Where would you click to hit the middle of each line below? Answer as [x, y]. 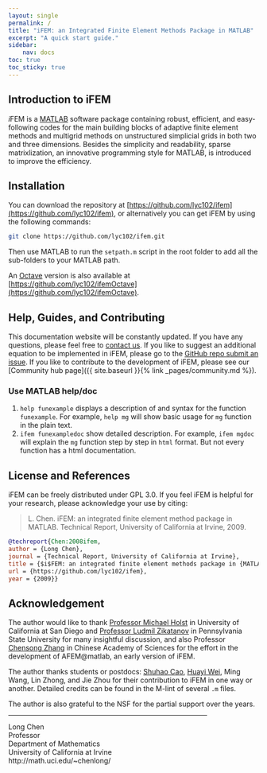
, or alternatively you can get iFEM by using [185, 214]
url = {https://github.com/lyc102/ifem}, [78, 571]
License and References [69, 475]
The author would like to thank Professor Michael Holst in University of [124, 623]
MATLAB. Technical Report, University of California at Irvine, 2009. [137, 527]
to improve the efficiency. [50, 161]
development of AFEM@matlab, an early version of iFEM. [102, 656]
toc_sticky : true [37, 68]
